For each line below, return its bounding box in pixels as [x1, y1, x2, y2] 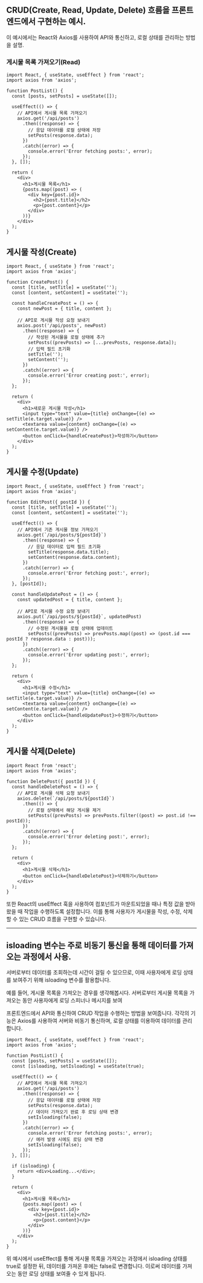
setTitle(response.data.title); [28, 549, 110, 555]
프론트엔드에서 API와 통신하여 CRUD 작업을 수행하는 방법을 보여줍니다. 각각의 [6, 1010, 190, 1017]
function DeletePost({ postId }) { [6, 779, 96, 785]
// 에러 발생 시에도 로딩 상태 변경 [28, 1137, 104, 1143]
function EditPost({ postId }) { [6, 499, 91, 505]
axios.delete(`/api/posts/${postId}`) [17, 795, 115, 801]
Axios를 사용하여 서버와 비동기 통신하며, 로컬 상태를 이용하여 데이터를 [17, 1017, 181, 1025]
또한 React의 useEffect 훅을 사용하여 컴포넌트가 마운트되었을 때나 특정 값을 [6, 900, 184, 907]
